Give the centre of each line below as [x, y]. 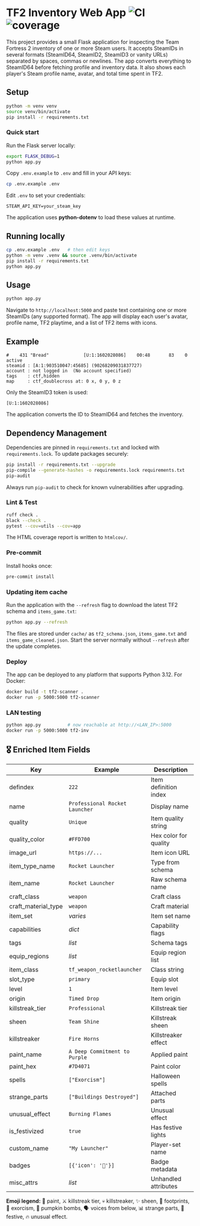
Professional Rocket [97, 803]
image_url [23, 852]
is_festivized [26, 1131]
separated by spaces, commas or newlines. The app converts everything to [99, 61]
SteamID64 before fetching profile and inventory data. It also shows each [96, 67]
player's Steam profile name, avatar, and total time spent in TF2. [85, 73]
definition [164, 787]
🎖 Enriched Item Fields [48, 750]
